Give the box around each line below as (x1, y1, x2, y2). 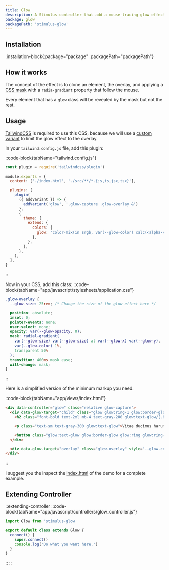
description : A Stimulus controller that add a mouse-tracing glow (5, 12, 150, 17)
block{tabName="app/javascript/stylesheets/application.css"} (5, 287, 134, 293)
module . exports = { (5, 174, 46, 179)
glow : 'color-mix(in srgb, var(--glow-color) (37, 230, 134, 235)
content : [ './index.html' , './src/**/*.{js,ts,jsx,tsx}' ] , (10, 179, 136, 184)
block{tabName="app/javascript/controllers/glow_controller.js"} (5, 509, 137, 515)
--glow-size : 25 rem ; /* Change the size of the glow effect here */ (10, 301, 156, 307)
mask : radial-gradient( (10, 334, 59, 339)
